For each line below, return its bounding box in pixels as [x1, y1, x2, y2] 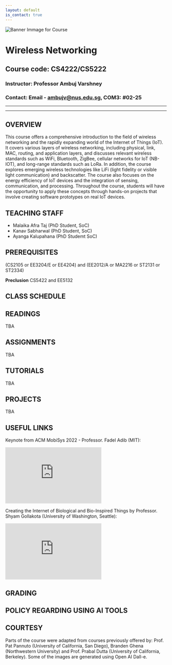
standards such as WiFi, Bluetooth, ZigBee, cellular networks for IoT [5, 156, 148, 162]
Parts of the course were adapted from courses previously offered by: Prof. [5, 637, 164, 643]
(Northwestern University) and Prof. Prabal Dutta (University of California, [5, 648, 161, 654]
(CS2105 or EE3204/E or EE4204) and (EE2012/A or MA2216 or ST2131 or [5, 261, 160, 268]
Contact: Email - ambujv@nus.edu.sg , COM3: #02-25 [5, 93, 142, 101]
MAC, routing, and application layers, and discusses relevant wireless [5, 150, 152, 157]
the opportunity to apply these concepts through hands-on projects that [5, 188, 157, 195]
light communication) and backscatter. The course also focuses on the [5, 172, 155, 178]
